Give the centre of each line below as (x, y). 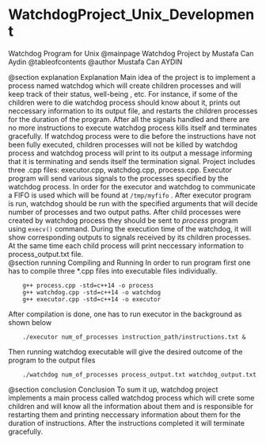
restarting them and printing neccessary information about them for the (125, 415)
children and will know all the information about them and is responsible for (131, 406)
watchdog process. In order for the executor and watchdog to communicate (132, 186)
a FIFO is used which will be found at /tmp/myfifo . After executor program (130, 195)
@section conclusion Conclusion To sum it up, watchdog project (113, 389)
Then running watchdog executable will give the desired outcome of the (125, 351)
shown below (30, 322)
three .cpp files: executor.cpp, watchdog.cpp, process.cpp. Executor (120, 170)
